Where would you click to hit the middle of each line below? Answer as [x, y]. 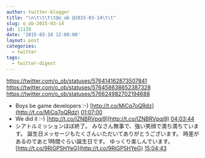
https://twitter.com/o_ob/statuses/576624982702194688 [78, 94]
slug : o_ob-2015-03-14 [35, 23]
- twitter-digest [34, 63]
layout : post [23, 40]
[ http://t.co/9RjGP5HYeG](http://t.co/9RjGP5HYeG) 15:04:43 [91, 148]
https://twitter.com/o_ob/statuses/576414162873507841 [77, 81]
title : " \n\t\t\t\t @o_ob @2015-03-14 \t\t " [61, 18]
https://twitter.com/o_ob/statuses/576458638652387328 [79, 87]
